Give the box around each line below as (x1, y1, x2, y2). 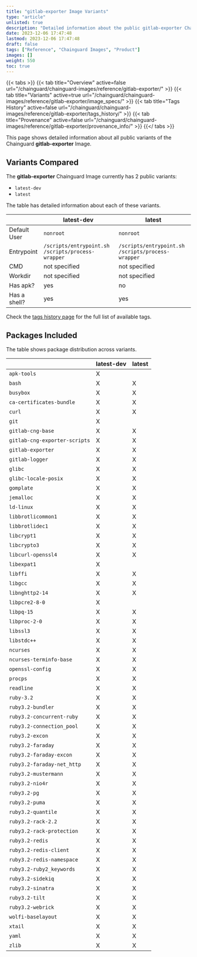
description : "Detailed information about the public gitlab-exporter (6, 25, 182, 31)
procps (9, 676, 28, 682)
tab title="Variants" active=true (6, 91, 81, 99)
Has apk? (9, 281, 35, 290)
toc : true (6, 63, 30, 69)
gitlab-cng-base (9, 427, 55, 434)
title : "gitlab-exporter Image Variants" (6, 8, 109, 15)
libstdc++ (9, 637, 36, 644)
